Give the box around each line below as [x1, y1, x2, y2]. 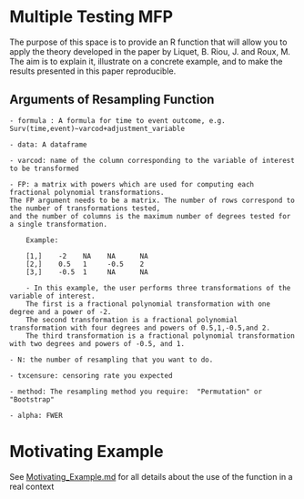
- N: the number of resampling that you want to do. [9, 355, 214, 364]
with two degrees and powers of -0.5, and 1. [9, 339, 185, 348]
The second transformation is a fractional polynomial [25, 315, 238, 324]
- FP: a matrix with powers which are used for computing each [9, 179, 255, 188]
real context [9, 481, 55, 492]
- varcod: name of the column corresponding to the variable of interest [9, 156, 296, 165]
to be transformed [9, 164, 79, 173]
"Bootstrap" [9, 394, 55, 404]
